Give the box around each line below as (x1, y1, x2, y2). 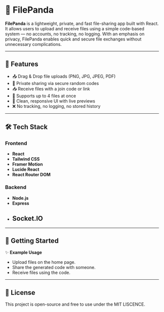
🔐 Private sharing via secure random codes (12, 80, 99, 86)
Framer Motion (12, 161, 43, 167)
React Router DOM (12, 172, 51, 178)
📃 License (5, 288, 36, 297)
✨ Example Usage (5, 250, 42, 255)
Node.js (12, 195, 29, 201)
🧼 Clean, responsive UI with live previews (12, 98, 95, 104)
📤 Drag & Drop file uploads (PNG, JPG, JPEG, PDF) (12, 73, 116, 79)
